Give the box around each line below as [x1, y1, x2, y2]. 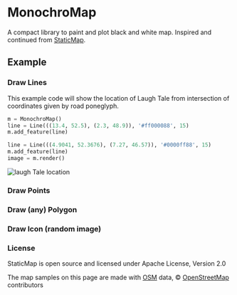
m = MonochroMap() [7, 115, 62, 122]
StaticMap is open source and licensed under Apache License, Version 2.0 [7, 259, 226, 268]
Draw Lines [7, 78, 48, 88]
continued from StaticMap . [7, 35, 86, 44]
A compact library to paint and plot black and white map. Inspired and [7, 28, 212, 36]
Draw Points [7, 185, 51, 195]
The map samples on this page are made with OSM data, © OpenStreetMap [7, 273, 230, 281]
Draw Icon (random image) [7, 224, 102, 234]
